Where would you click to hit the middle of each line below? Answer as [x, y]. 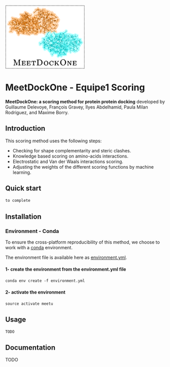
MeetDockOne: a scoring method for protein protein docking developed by [85, 101]
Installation [23, 216]
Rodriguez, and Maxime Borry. [37, 112]
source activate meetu [29, 304]
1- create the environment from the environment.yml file [66, 269]
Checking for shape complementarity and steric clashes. [72, 150]
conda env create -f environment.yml [45, 281]
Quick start [23, 188]
